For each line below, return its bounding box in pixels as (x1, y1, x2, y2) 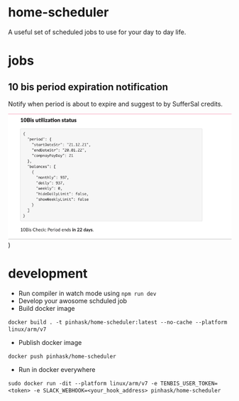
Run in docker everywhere (18, 366, 96, 374)
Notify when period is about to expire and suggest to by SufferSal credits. (8, 99, 223, 108)
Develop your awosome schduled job (18, 297, 127, 305)
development (8, 265, 88, 282)
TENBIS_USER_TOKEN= (160, 380, 218, 388)
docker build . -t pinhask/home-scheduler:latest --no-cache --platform (8, 319, 228, 326)
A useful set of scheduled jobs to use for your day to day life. (8, 28, 187, 36)
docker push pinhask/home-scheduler (8, 353, 116, 361)
